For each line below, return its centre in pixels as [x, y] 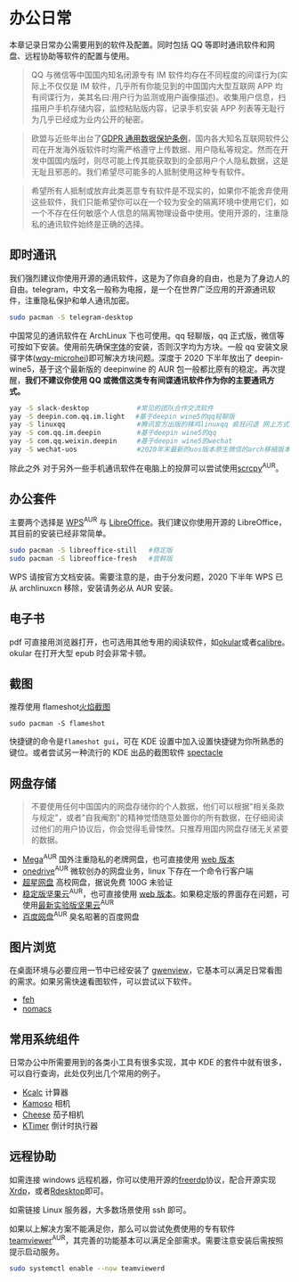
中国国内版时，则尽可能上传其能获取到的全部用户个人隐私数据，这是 [164, 160]
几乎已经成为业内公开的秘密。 [93, 119]
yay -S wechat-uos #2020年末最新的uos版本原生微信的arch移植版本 [150, 449]
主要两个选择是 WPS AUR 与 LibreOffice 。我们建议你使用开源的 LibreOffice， [148, 521]
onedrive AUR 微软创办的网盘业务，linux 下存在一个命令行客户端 [137, 870]
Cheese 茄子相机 [53, 1114]
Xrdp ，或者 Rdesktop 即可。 [59, 1190]
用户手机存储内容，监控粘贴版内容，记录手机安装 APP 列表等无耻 [158, 108]
